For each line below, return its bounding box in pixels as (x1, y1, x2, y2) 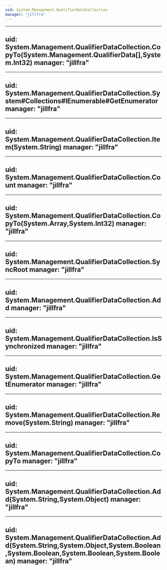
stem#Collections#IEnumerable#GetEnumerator (5, 97, 158, 105)
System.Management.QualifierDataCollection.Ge (5, 373, 161, 381)
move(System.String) (5, 418, 74, 427)
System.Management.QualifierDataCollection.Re (5, 411, 161, 419)
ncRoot (5, 265, 28, 274)
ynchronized (5, 342, 46, 351)
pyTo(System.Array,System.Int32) (5, 219, 115, 228)
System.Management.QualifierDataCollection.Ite (5, 135, 161, 144)
